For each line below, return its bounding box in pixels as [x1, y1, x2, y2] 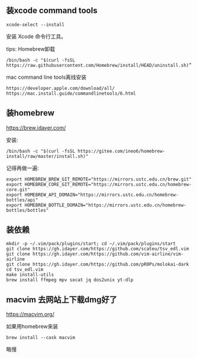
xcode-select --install [6, 21, 65, 28]
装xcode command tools [6, 5, 98, 16]
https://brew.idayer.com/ [6, 124, 66, 131]
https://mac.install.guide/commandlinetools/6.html [6, 91, 136, 96]
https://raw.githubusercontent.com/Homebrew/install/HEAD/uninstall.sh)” [6, 62, 192, 68]
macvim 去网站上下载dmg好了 [6, 295, 117, 305]
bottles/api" [6, 197, 38, 203]
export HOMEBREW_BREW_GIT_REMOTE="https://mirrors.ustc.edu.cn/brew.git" [6, 176, 192, 182]
